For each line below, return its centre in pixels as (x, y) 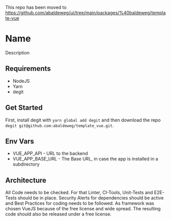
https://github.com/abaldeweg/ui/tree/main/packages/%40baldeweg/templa (85, 13)
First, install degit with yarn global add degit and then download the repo (83, 120)
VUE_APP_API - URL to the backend (50, 153)
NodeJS (21, 81)
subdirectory (26, 164)
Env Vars (20, 141)
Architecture (26, 180)
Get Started (24, 108)
